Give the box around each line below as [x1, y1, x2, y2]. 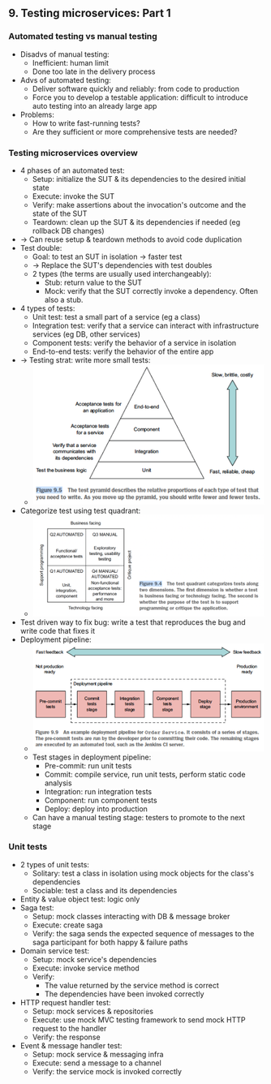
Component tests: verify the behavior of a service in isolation [32, 338, 237, 347]
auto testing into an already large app [32, 101, 157, 110]
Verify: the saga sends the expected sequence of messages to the [32, 928, 255, 938]
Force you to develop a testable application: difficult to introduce [32, 92, 249, 102]
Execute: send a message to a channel [32, 1058, 162, 1068]
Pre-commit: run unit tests [44, 760, 132, 770]
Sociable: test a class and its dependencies [32, 885, 178, 895]
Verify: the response [32, 1032, 101, 1042]
